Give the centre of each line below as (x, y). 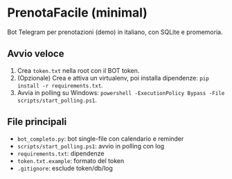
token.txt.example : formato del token (71, 160)
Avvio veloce (36, 54)
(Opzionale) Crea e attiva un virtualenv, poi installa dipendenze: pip (113, 78)
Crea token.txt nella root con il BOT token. (78, 70)
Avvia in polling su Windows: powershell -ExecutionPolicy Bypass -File (121, 92)
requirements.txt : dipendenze (61, 153)
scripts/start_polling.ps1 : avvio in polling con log (91, 146)
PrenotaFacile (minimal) (77, 13)
